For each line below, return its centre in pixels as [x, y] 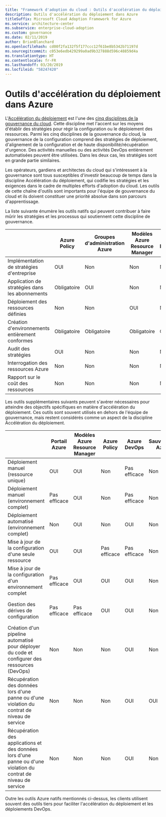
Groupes [104, 237]
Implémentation [26, 260]
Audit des [19, 349]
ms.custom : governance [28, 33]
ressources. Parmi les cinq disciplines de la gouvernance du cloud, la [76, 134]
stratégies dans [25, 287]
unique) [17, 480]
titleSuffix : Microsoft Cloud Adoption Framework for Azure [68, 19]
